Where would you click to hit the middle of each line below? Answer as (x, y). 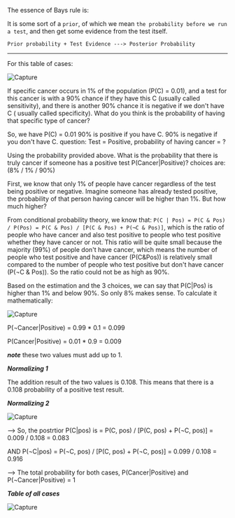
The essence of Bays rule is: (48, 10)
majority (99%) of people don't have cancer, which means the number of (113, 250)
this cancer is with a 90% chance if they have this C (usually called (104, 98)
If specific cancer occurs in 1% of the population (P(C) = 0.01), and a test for (117, 91)
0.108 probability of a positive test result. (66, 390)
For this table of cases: (40, 64)
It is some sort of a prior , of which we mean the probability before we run (117, 24)
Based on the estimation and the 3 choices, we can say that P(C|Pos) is (110, 286)
